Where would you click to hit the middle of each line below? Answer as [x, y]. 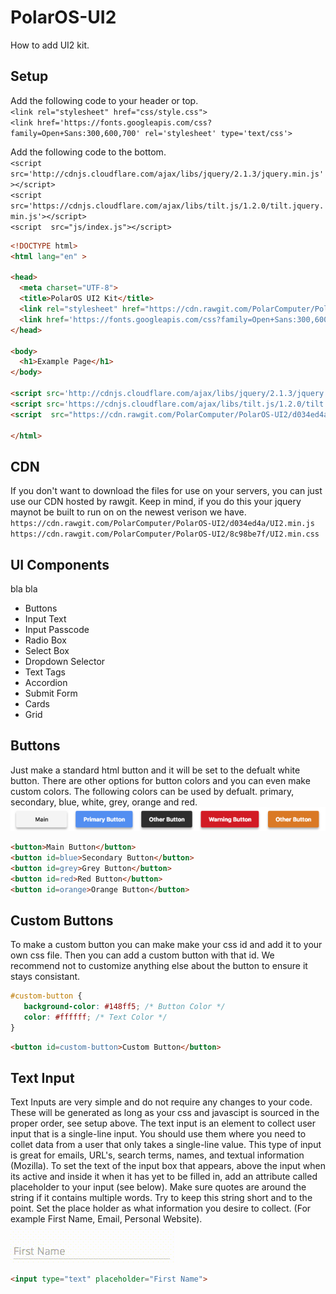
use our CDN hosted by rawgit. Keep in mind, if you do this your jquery [156, 502]
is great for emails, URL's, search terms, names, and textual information [157, 1155]
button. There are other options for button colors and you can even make [160, 780]
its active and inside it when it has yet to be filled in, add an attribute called [164, 1177]
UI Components [60, 564]
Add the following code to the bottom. [88, 152]
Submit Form [51, 693]
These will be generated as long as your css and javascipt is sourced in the [165, 1113]
